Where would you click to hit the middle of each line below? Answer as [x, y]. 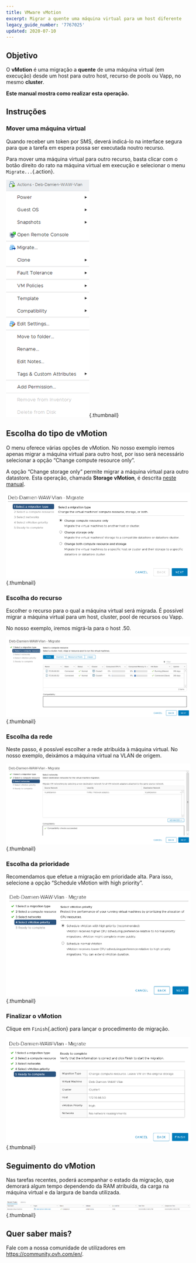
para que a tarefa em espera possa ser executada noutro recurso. [85, 147]
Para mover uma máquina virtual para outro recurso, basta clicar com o [92, 159]
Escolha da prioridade [38, 864]
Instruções [26, 112]
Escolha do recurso [34, 598]
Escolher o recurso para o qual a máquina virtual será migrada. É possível [95, 611]
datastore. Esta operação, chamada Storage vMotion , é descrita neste [91, 478]
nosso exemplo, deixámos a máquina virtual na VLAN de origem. [84, 756]
